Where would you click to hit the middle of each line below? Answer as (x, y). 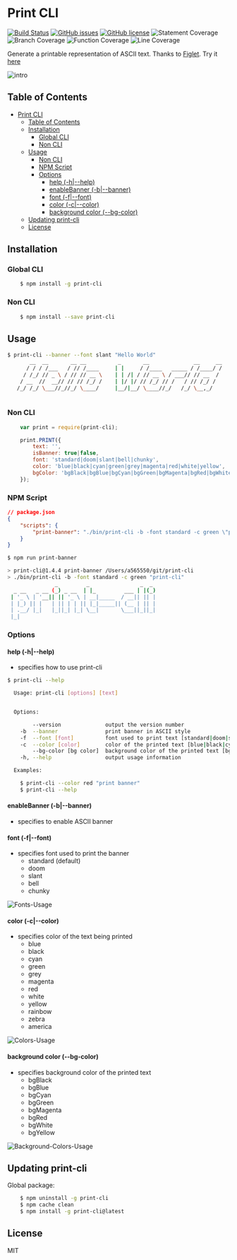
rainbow (40, 1012)
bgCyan (39, 1095)
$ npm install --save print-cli (67, 317)
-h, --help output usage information (101, 758)
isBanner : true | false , (66, 453)
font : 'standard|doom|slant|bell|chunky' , (96, 460)
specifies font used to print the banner (73, 853)
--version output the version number (109, 725)
